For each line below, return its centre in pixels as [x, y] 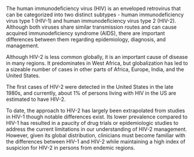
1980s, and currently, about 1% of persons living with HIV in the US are [91, 93]
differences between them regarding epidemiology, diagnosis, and [86, 39]
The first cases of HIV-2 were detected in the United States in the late [90, 87]
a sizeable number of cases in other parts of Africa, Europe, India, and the [95, 69]
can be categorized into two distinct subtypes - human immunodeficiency [95, 15]
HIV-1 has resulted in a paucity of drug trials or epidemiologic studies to [92, 123]
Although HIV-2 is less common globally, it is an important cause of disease [97, 57]
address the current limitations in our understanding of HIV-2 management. [96, 129]
